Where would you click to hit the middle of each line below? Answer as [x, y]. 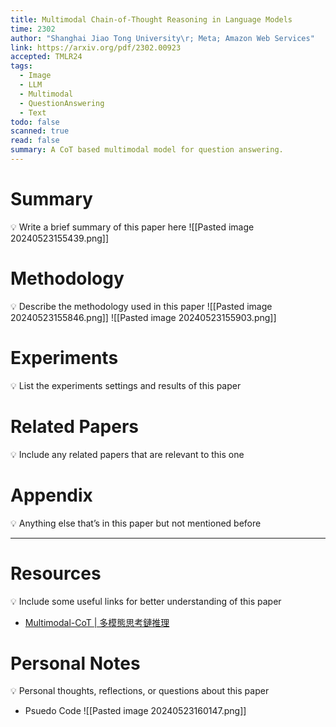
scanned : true [40, 131]
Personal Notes [75, 663]
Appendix [51, 495]
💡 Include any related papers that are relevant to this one [127, 454]
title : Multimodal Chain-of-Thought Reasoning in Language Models [151, 19]
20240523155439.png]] [60, 238]
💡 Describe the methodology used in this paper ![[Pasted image [141, 306]
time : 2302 [33, 29]
